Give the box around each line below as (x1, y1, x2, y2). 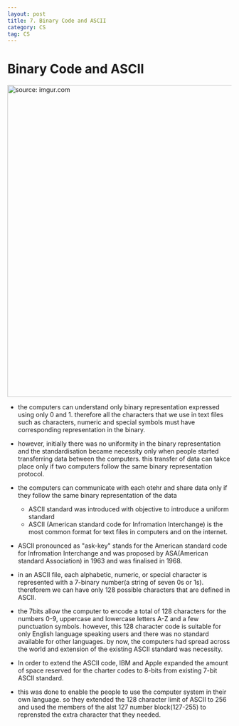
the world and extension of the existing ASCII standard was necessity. (17, 645, 223, 653)
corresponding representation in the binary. (17, 426, 146, 434)
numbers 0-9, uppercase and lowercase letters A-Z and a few (17, 615, 199, 623)
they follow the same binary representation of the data (17, 491, 178, 500)
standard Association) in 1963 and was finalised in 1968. (17, 557, 183, 566)
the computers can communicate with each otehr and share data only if (17, 484, 228, 492)
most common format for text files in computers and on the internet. (28, 528, 228, 536)
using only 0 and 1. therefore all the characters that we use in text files (17, 411, 224, 419)
